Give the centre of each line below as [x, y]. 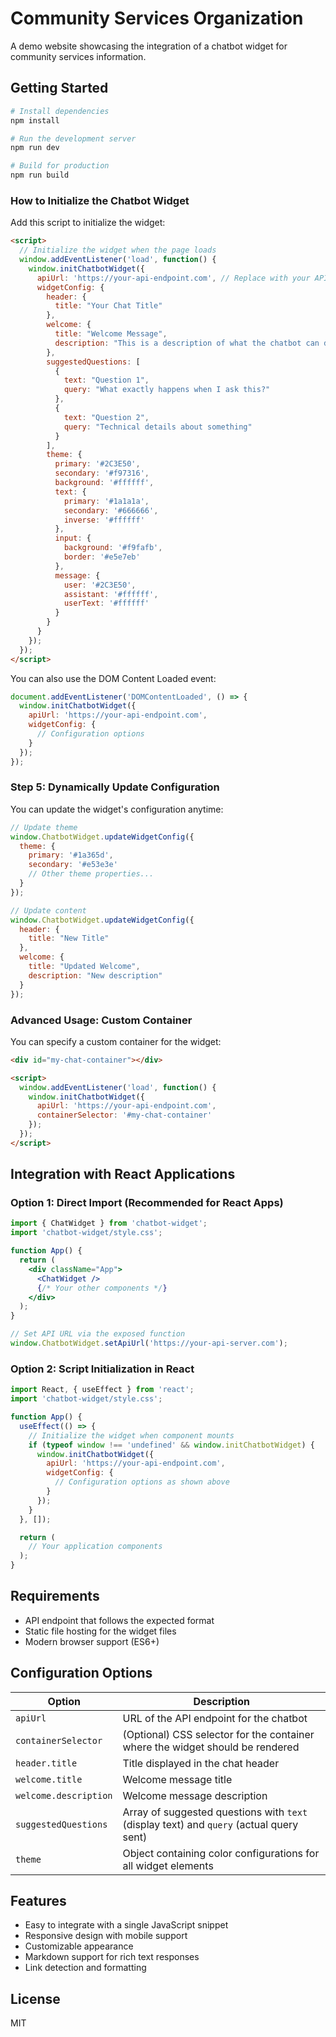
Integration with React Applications [123, 1174]
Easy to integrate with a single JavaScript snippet [126, 1925]
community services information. [78, 56]
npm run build [40, 175]
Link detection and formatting [85, 1968]
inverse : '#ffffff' [104, 520]
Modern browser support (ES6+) [92, 1641]
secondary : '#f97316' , [102, 473]
